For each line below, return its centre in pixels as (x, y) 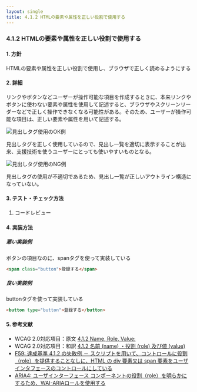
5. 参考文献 (19, 324)
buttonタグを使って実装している (45, 299)
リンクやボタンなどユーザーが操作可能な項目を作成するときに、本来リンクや (99, 97)
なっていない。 (24, 184)
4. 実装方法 (20, 227)
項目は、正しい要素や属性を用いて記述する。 (70, 119)
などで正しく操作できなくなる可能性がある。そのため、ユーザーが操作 (101, 111)
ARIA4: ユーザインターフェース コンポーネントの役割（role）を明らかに (101, 375)
